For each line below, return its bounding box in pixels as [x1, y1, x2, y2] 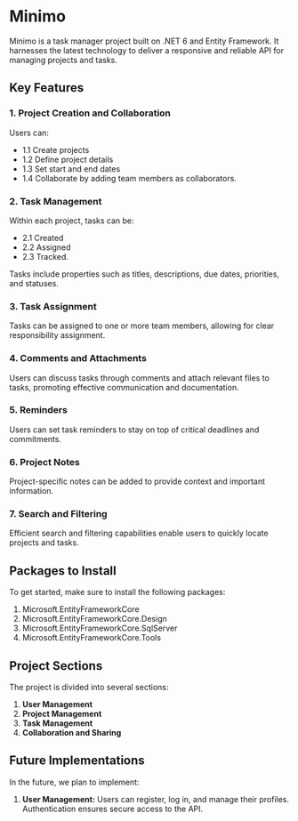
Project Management [21, 709, 102, 720]
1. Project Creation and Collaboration [9, 107, 172, 119]
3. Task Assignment [9, 300, 97, 312]
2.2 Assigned [21, 242, 71, 253]
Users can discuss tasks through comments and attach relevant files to [9, 372, 270, 383]
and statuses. [9, 278, 60, 288]
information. [9, 486, 54, 496]
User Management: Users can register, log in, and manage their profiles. [21, 793, 290, 804]
